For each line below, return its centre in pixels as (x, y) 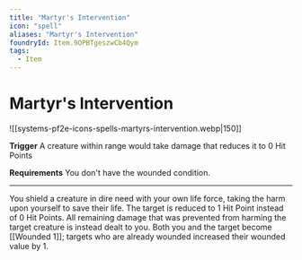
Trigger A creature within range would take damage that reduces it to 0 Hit (147, 145)
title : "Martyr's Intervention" (70, 17)
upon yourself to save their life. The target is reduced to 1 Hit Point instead (147, 208)
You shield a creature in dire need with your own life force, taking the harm (147, 198)
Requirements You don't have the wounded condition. (110, 172)
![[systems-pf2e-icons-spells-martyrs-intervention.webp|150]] (126, 128)
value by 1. (29, 246)
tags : (19, 51)
